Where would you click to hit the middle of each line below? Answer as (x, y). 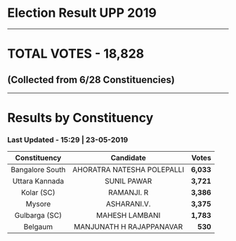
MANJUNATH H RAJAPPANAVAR (128, 227)
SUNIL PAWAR (128, 181)
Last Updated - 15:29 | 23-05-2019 (68, 140)
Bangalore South (38, 170)
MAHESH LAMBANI (128, 216)
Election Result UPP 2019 (82, 13)
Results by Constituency (80, 118)
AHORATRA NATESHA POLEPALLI (129, 170)
